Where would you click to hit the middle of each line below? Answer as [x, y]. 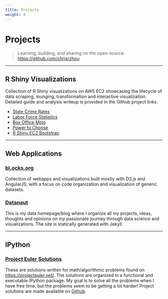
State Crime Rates [31, 112]
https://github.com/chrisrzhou [48, 59]
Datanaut [17, 203]
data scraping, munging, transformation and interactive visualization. [76, 96]
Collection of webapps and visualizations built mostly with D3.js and [75, 178]
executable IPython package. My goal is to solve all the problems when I [79, 280]
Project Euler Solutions [33, 259]
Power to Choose [30, 128]
